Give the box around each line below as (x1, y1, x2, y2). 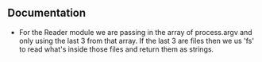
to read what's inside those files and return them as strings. (18, 44, 214, 54)
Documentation (7, 6, 87, 20)
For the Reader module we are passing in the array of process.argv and (18, 27, 252, 37)
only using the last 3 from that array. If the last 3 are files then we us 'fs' (18, 36, 255, 45)
